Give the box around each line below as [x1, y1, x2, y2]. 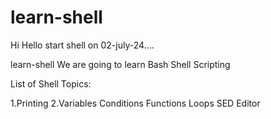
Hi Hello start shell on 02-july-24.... [10, 39, 155, 51]
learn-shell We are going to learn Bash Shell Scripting [10, 58, 231, 70]
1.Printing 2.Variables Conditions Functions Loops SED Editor [10, 97, 261, 109]
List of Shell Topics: [10, 77, 92, 90]
